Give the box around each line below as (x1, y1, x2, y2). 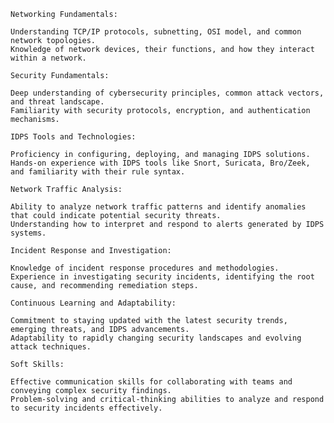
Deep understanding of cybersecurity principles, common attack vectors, (10, 88, 325, 98)
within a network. (10, 53, 87, 63)
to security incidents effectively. (10, 403, 163, 413)
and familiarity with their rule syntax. (10, 167, 186, 177)
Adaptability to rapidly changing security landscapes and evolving (10, 333, 302, 343)
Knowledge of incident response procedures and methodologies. (10, 263, 280, 273)
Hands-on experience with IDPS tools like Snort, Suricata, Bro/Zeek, (10, 158, 311, 168)
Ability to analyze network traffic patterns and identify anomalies (10, 202, 307, 212)
